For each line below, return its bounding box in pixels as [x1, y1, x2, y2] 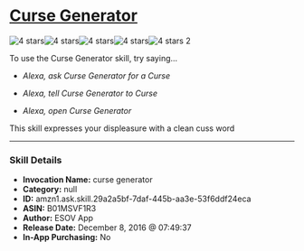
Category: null [22, 184, 78, 195]
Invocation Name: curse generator [22, 174, 153, 185]
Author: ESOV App [22, 213, 93, 224]
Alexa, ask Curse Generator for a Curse [22, 70, 170, 81]
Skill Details [9, 153, 62, 166]
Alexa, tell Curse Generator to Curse [22, 88, 158, 98]
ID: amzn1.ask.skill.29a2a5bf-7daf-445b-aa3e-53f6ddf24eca [22, 193, 252, 204]
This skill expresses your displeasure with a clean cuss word [9, 123, 235, 134]
